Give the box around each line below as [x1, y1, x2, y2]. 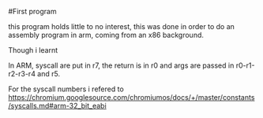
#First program [8, 7, 57, 16]
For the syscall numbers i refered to [8, 84, 124, 94]
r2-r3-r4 [8, 69, 36, 78]
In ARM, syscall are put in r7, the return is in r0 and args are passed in [8, 61, 235, 70]
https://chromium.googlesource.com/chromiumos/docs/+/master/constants [8, 93, 255, 101]
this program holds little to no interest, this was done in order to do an [8, 22, 235, 31]
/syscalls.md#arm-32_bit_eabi [8, 101, 107, 110]
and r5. [36, 69, 61, 78]
